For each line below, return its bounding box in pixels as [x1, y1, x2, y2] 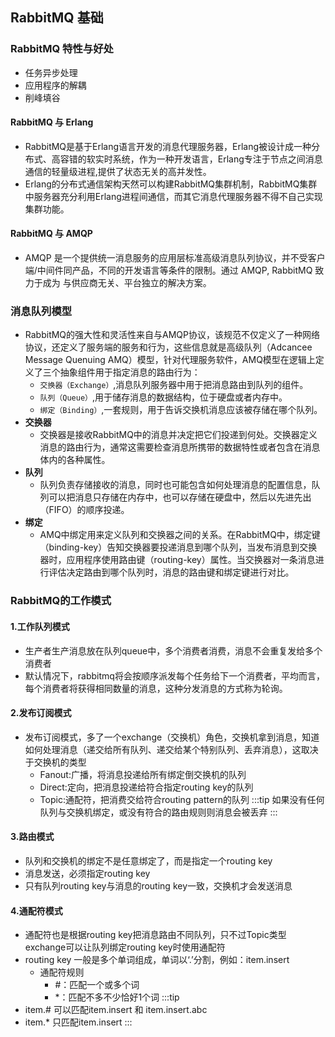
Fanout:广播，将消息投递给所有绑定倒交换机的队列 [39, 768, 247, 780]
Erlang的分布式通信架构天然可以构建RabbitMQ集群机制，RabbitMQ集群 [24, 178, 318, 190]
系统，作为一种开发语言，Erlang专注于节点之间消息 [112, 153, 323, 165]
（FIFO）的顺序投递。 [39, 504, 130, 516]
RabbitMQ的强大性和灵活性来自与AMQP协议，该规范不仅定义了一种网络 [24, 329, 321, 341]
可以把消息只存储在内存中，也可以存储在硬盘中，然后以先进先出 [48, 491, 312, 503]
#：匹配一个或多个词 [54, 979, 140, 991]
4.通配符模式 [10, 904, 63, 917]
